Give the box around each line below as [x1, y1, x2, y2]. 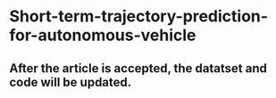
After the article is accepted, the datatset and [9, 61, 268, 76]
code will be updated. [9, 74, 132, 90]
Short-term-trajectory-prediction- [9, 6, 269, 27]
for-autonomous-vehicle [9, 25, 197, 45]
